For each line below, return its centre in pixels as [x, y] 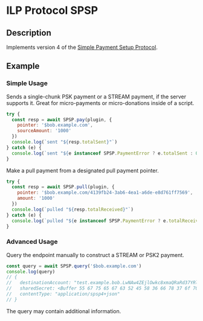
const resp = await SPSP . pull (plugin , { [63, 187]
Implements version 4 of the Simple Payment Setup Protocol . [82, 47]
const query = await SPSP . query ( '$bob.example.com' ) [74, 266]
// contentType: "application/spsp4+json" [63, 294]
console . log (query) [31, 272]
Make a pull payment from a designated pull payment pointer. [82, 170]
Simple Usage [27, 83]
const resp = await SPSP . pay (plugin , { [62, 119]
